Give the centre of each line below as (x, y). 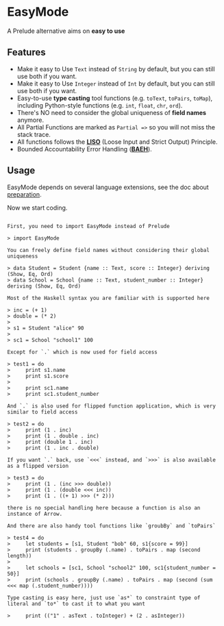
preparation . (25, 194)
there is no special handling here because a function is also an (104, 508)
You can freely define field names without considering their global (109, 250)
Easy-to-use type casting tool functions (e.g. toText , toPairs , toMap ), (115, 98)
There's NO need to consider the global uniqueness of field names (112, 112)
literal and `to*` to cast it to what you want (76, 603)
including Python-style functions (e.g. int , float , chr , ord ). (100, 105)
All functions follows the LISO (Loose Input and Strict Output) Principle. (117, 142)
